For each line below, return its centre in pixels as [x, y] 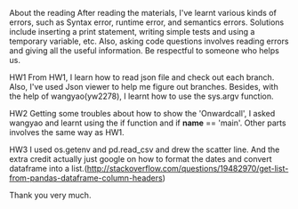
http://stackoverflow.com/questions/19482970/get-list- [188, 169]
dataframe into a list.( [48, 169]
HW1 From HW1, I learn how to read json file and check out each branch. [142, 77]
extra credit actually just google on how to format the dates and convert [141, 159]
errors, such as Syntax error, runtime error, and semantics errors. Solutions [147, 22]
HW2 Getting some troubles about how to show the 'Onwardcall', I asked [142, 113]
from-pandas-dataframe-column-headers [86, 178]
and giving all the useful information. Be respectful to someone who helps [145, 51]
